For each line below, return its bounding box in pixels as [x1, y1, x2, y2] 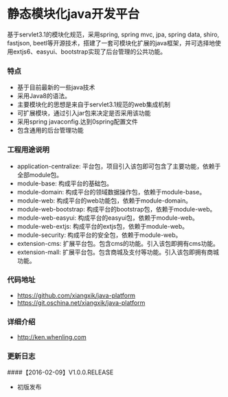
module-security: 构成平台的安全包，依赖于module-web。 [16, 231, 182, 239]
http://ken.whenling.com [16, 333, 87, 341]
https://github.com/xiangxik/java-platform [16, 291, 136, 299]
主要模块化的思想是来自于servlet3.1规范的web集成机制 [16, 100, 170, 109]
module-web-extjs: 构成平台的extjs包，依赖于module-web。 [16, 222, 189, 230]
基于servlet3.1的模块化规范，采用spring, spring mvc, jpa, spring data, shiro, [7, 30, 220, 38]
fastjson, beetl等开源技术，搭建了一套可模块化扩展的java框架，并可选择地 [7, 38, 215, 47]
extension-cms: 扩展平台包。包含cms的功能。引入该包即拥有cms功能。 [16, 239, 220, 247]
